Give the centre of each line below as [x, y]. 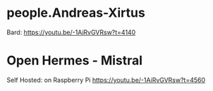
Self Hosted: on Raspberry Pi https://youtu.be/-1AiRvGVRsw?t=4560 [106, 80]
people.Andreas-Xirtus [76, 13]
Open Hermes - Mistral [74, 61]
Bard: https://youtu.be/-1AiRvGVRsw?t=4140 [71, 32]
